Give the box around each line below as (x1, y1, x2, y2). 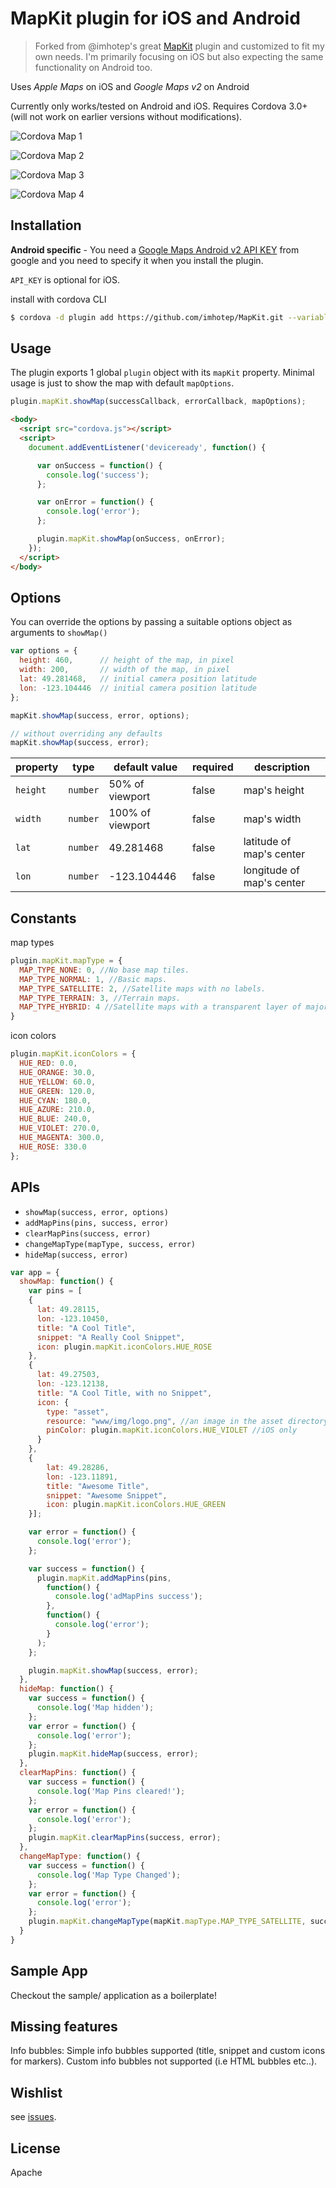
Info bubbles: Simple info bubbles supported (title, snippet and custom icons (10, 2045, 326, 2057)
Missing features (10, 2018, 118, 2035)
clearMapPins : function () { (19, 1768, 137, 1778)
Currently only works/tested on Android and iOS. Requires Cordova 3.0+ (10, 100, 308, 112)
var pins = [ (28, 1286, 83, 1296)
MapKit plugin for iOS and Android (10, 7, 301, 30)
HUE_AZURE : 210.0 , (19, 1105, 97, 1115)
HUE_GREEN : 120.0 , (19, 1086, 97, 1096)
